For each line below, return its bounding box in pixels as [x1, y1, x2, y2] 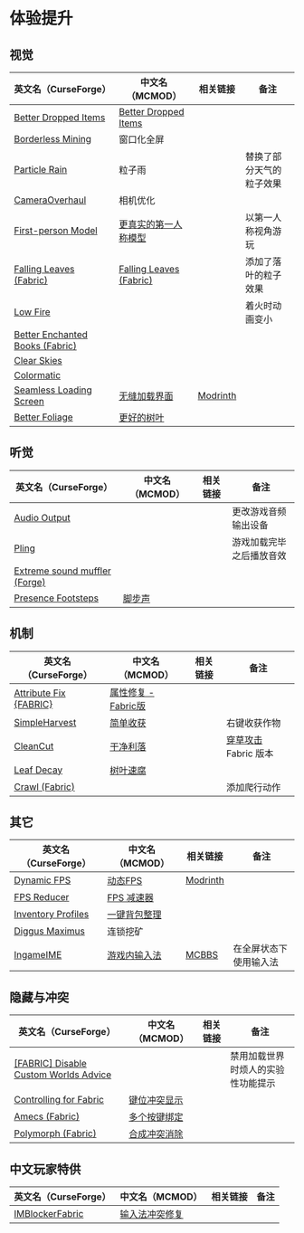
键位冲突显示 [128, 1094, 184, 1106]
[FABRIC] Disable [14, 1058, 88, 1070]
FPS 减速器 [107, 892, 154, 905]
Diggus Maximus [14, 925, 86, 937]
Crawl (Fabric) [14, 780, 75, 792]
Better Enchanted [14, 328, 89, 340]
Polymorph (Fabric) [14, 1127, 97, 1140]
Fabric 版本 [225, 747, 274, 760]
